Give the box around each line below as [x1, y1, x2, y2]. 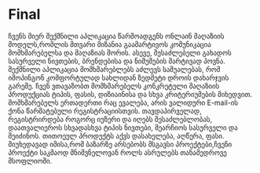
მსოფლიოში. [8, 156, 53, 165]
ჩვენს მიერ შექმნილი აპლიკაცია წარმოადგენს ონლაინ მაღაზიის [8, 31, 225, 41]
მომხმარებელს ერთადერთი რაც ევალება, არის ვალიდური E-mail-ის [8, 98, 238, 107]
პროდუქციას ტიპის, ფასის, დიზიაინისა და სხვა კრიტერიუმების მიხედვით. [8, 89, 253, 99]
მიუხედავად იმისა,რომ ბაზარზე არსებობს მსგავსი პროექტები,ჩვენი [8, 139, 233, 149]
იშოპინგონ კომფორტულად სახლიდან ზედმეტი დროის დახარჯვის [8, 73, 229, 82]
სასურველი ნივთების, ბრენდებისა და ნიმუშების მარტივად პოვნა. [8, 56, 225, 66]
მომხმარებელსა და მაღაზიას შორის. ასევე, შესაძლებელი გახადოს [8, 48, 232, 57]
